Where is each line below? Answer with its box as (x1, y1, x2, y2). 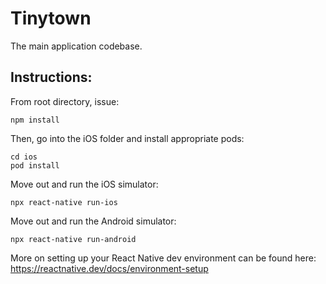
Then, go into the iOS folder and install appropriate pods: (10, 132, 245, 144)
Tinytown (10, 7, 92, 30)
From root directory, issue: (10, 95, 120, 107)
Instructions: (10, 69, 93, 86)
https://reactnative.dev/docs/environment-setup (10, 262, 209, 274)
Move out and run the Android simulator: (10, 215, 177, 227)
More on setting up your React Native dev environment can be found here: (10, 252, 317, 264)
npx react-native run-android (10, 234, 137, 244)
